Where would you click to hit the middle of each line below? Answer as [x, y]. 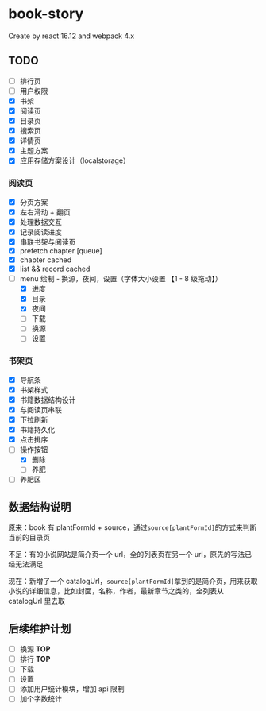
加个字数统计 [40, 699]
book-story [46, 14]
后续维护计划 [40, 628]
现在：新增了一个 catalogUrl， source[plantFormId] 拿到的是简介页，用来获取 [133, 582]
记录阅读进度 [40, 232]
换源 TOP [35, 649]
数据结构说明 [40, 506]
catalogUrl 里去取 [37, 601]
